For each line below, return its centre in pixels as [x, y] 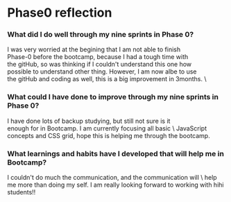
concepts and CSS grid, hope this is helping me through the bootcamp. [109, 135]
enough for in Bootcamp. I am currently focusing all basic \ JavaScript [107, 128]
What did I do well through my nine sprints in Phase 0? [101, 35]
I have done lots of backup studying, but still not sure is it [89, 121]
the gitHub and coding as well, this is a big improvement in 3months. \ [107, 79]
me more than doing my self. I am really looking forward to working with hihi [115, 185]
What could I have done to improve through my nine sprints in [113, 97]
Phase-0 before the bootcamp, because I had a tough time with [98, 57]
